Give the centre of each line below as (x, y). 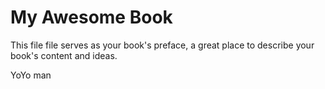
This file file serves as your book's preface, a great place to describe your (162, 45)
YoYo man (31, 75)
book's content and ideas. (64, 55)
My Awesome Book (91, 17)
